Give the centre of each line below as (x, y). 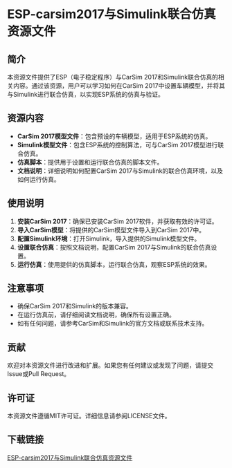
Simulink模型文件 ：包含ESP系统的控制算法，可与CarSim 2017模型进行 (117, 144)
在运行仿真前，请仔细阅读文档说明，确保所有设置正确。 (96, 315)
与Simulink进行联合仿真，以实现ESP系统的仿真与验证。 (86, 94)
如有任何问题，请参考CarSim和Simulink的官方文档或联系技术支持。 (113, 324)
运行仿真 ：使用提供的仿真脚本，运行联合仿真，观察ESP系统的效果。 (114, 264)
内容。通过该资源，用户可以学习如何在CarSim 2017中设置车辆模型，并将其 (119, 86)
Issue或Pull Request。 (39, 374)
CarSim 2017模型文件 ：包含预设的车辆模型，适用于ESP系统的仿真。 (114, 136)
